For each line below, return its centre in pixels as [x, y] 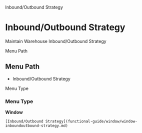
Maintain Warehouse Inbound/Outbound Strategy [56, 41]
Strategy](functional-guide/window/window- [91, 121]
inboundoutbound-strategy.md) [37, 126]
